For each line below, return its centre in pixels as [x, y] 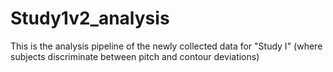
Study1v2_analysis [90, 18]
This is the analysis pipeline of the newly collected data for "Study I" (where [166, 46]
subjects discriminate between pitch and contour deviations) [135, 56]
